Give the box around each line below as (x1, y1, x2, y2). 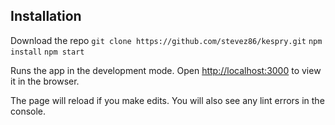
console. (10, 105, 47, 117)
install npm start (10, 47, 85, 57)
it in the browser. (10, 75, 80, 87)
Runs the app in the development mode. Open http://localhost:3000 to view (10, 64, 322, 76)
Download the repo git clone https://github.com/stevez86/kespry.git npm (10, 34, 323, 46)
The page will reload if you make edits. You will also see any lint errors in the (10, 94, 325, 106)
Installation (10, 8, 82, 25)
